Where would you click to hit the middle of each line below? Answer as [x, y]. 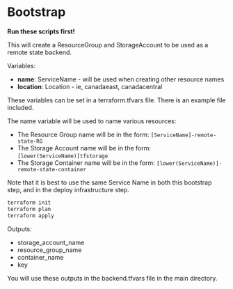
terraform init [29, 203]
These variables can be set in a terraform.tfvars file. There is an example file [116, 100]
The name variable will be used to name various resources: [92, 121]
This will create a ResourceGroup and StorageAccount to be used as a [108, 45]
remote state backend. [39, 52]
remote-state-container [52, 169]
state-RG [30, 141]
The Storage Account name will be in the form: [84, 148]
